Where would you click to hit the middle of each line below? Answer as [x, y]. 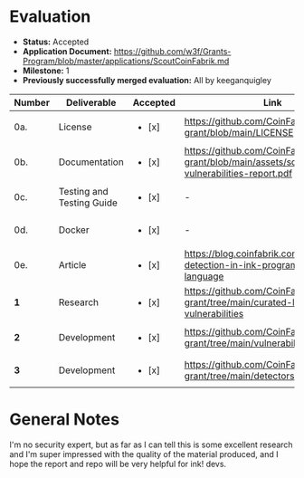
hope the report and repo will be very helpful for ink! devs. [118, 464]
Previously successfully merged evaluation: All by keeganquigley [147, 80]
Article [72, 264]
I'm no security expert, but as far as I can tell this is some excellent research [151, 445]
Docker [74, 230]
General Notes [65, 420]
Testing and [83, 191]
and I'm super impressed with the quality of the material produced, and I [144, 454]
